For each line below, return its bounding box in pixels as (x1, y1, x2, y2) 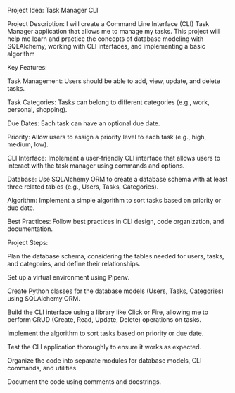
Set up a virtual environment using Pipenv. (7, 273, 130, 281)
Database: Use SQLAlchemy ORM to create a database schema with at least (7, 175, 228, 183)
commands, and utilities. (7, 364, 79, 372)
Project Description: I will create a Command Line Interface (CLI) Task (7, 20, 210, 27)
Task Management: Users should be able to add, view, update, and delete (7, 77, 220, 85)
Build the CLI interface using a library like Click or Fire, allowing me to (7, 308, 209, 316)
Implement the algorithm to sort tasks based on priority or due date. (7, 329, 204, 337)
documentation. (7, 225, 53, 233)
